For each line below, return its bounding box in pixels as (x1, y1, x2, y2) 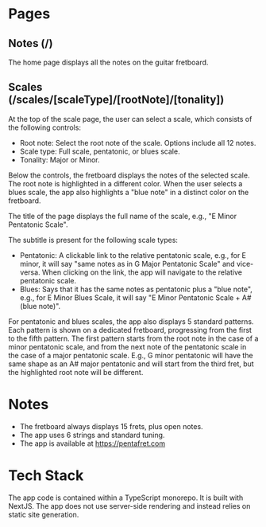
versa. (19, 267, 41, 277)
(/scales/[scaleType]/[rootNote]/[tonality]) (8, 93, 225, 107)
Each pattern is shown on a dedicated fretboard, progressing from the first (8, 325, 253, 334)
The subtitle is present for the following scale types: (8, 235, 179, 244)
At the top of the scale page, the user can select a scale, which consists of (8, 114, 253, 123)
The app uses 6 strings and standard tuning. (19, 430, 165, 439)
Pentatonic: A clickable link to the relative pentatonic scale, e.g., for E (19, 250, 247, 260)
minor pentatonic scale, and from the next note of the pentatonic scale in (8, 342, 247, 351)
